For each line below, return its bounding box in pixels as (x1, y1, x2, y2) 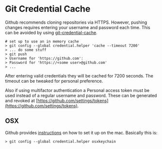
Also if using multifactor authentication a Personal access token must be (5, 87, 149, 93)
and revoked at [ (5, 98, 38, 104)
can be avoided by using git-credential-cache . (5, 30, 98, 35)
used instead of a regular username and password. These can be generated (5, 92, 157, 98)
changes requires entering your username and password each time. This (5, 24, 150, 30)
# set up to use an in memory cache (5, 39, 79, 44)
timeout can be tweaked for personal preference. (5, 78, 103, 84)
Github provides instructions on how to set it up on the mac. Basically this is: (5, 130, 158, 135)
